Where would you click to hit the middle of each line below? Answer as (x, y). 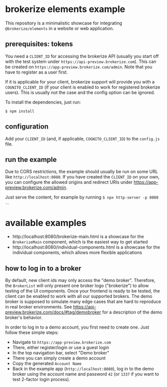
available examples (46, 223)
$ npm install (20, 111)
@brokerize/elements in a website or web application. (60, 28)
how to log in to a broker (43, 268)
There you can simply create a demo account (59, 358)
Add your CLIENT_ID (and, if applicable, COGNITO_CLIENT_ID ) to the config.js (83, 138)
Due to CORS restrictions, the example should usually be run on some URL (82, 171)
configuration (27, 127)
